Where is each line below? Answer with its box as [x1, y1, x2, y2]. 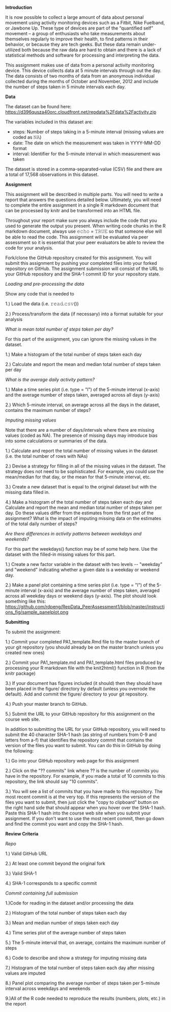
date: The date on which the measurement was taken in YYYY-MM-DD [12, 140, 161, 146]
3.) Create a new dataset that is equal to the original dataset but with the [5, 484, 157, 489]
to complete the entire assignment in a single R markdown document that [5, 202, 159, 208]
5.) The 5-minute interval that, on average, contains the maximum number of [5, 940, 166, 946]
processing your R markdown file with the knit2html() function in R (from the [5, 665, 165, 671]
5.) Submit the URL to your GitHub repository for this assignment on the [5, 711, 155, 717]
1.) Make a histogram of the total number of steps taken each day [5, 352, 142, 357]
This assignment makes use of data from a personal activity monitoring [5, 62, 154, 68]
